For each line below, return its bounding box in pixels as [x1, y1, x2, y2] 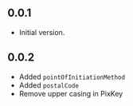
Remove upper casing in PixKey [18, 88, 123, 98]
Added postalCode [18, 80, 79, 90]
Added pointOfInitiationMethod [18, 72, 125, 81]
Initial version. [18, 27, 65, 37]
